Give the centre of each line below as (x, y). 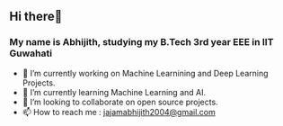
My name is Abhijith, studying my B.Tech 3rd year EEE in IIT (141, 42)
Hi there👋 (36, 17)
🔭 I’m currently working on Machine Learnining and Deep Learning (145, 73)
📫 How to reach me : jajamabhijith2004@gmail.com (119, 112)
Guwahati (31, 53)
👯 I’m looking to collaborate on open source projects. (120, 102)
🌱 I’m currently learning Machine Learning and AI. (114, 92)
